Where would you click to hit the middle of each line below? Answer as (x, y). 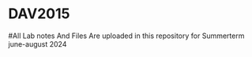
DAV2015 (39, 14)
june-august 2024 (38, 44)
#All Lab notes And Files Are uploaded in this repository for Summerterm (126, 36)
